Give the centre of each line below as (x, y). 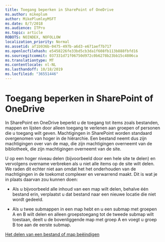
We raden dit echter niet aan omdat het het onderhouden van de (71, 169)
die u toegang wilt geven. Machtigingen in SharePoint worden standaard (79, 133)
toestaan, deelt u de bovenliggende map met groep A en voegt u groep (84, 219)
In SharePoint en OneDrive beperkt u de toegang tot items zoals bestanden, (82, 122)
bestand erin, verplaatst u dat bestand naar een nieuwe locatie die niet (84, 194)
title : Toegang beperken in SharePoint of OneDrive (59, 10)
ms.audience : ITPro (25, 28)
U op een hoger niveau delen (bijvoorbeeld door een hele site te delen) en (80, 158)
